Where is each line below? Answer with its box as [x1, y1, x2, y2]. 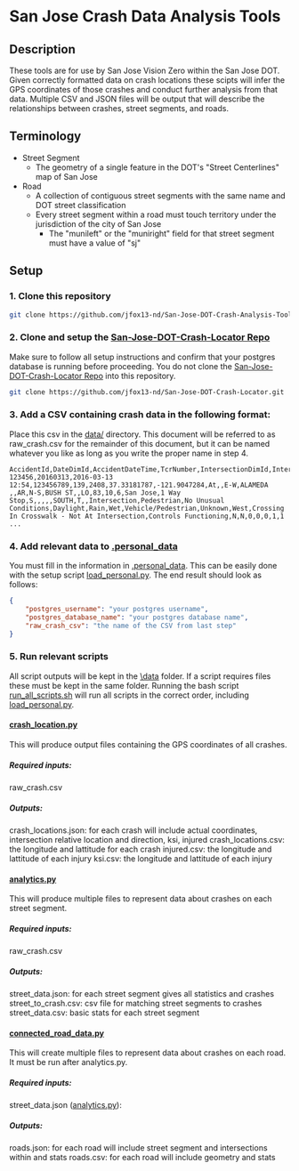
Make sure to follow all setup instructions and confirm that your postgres [9, 351, 276, 362]
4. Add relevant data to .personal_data [9, 540, 178, 553]
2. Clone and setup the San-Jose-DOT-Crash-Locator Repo [9, 331, 271, 343]
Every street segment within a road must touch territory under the [35, 209, 277, 220]
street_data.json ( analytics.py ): [9, 1100, 122, 1110]
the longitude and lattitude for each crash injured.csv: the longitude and [9, 844, 272, 854]
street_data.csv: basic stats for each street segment [9, 1007, 200, 1018]
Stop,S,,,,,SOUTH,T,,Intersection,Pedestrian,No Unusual [9, 496, 225, 505]
